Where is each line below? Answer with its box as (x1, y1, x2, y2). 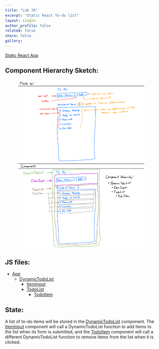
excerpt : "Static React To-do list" (5, 13, 79, 18)
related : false (5, 28, 36, 33)
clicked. (5, 339, 21, 345)
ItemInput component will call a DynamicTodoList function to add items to (5, 323, 152, 330)
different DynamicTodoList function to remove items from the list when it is (5, 334, 154, 340)
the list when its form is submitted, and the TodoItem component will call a (5, 329, 154, 334)
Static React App (5, 52, 39, 58)
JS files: (5, 258, 31, 266)
